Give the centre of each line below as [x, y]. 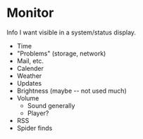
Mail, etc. [30, 60]
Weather [29, 76]
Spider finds [35, 128]
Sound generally [51, 105]
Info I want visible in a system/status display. [71, 32]
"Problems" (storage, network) [61, 53]
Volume [28, 98]
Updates [29, 83]
